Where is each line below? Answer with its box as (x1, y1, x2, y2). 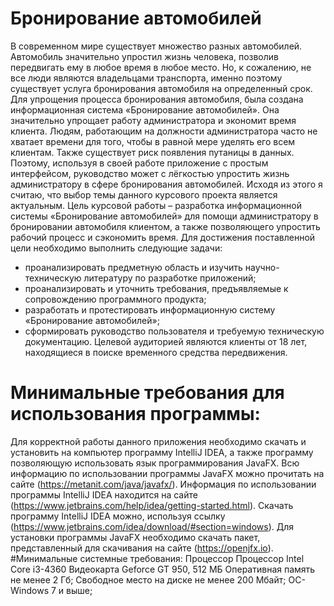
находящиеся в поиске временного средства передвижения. (24, 346, 288, 358)
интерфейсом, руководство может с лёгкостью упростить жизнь (10, 167, 290, 179)
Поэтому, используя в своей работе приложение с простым (10, 157, 269, 169)
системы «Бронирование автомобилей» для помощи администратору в (10, 210, 319, 222)
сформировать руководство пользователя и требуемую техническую (24, 325, 325, 337)
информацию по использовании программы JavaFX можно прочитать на (10, 467, 325, 479)
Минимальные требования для (10, 382, 285, 404)
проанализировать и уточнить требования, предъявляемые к (24, 282, 289, 294)
